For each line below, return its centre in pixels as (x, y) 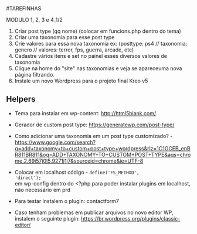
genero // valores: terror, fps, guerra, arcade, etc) (74, 50)
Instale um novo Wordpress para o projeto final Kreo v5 (81, 81)
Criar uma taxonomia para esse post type (64, 37)
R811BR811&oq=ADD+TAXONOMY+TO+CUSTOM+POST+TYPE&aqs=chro (103, 154)
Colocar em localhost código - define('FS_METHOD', (77, 172)
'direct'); (28, 178)
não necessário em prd (43, 190)
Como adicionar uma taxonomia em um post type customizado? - (94, 136)
